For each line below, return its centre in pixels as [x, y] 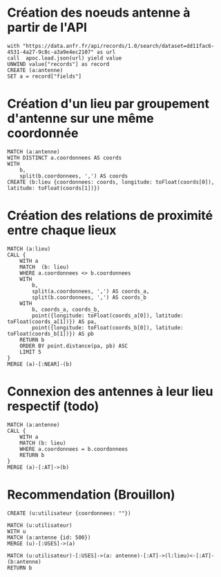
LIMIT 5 [30, 352]
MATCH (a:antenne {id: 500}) [49, 537]
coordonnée [43, 134]
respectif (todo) [53, 406]
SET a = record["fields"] [44, 76]
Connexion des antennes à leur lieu [110, 391]
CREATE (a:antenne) [35, 70]
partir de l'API [47, 27]
